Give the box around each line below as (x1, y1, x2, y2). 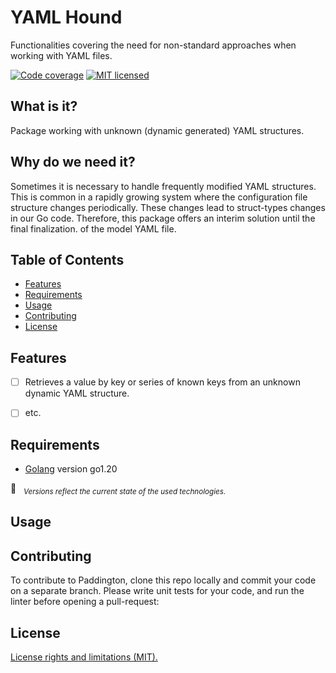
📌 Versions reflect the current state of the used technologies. (10, 482, 227, 496)
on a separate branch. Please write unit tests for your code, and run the (10, 585, 305, 597)
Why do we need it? (10, 154, 136, 171)
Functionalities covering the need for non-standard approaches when (10, 39, 297, 51)
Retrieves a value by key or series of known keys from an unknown (24, 376, 301, 388)
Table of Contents (10, 251, 125, 268)
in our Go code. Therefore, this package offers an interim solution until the (10, 212, 316, 224)
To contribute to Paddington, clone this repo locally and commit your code (10, 574, 317, 586)
